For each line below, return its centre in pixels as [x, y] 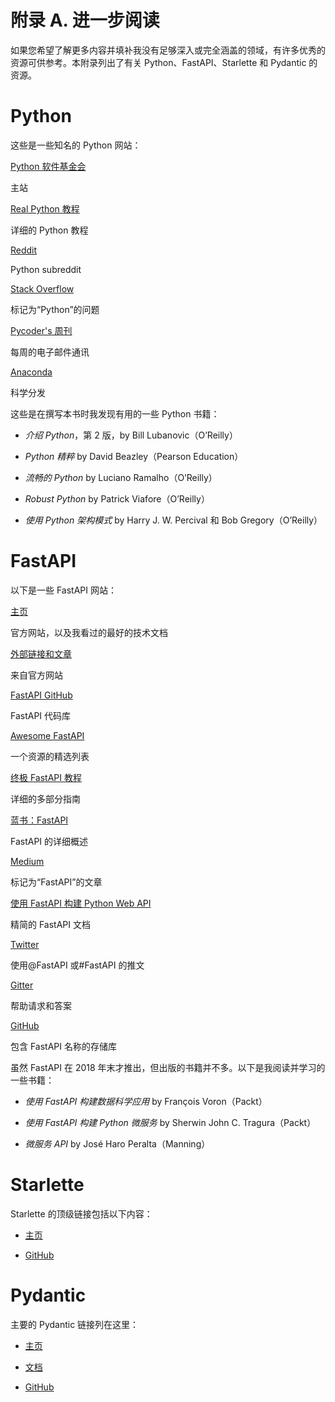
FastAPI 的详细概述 [49, 841]
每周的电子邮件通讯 [50, 352]
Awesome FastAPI [47, 735]
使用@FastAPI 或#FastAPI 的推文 [77, 965]
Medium [27, 861]
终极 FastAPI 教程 [46, 777]
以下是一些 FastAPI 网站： [63, 590]
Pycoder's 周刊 [41, 330]
